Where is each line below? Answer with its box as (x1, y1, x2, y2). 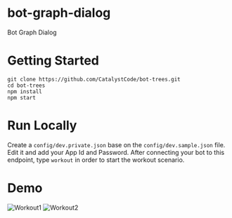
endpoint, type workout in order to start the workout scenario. (7, 156, 185, 164)
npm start (7, 94, 37, 101)
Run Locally (7, 118, 77, 134)
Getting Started (7, 53, 100, 69)
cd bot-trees (7, 82, 46, 89)
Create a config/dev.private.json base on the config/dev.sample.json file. (7, 140, 226, 149)
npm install (7, 88, 42, 95)
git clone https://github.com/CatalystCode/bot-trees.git (7, 76, 181, 83)
